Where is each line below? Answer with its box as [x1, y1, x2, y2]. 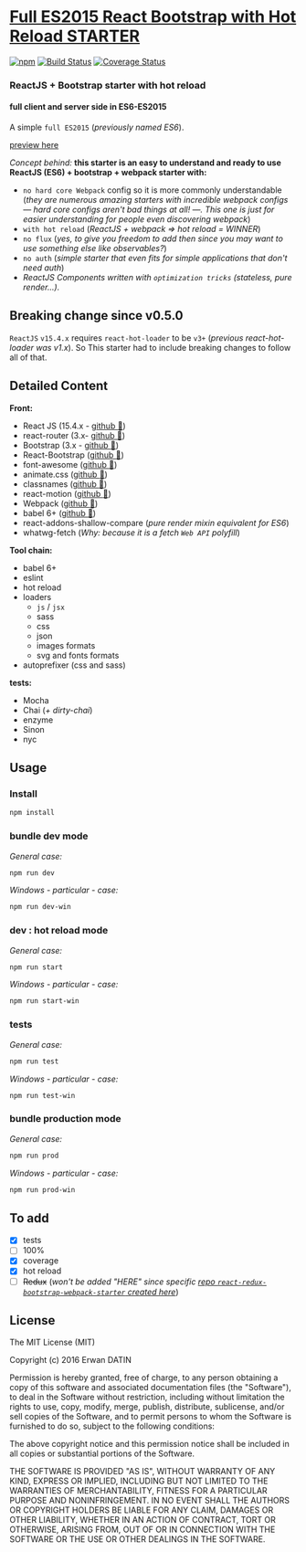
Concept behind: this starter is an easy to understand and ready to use [9, 157, 281, 168]
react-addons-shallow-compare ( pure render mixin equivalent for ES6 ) [22, 517, 290, 528]
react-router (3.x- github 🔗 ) [22, 429, 126, 440]
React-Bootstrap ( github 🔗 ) [22, 449, 125, 460]
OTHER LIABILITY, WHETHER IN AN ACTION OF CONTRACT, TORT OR [9, 1515, 276, 1526]
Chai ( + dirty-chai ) [22, 704, 93, 715]
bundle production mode [9, 1113, 121, 1125]
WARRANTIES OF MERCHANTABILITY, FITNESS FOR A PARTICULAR [9, 1485, 268, 1496]
